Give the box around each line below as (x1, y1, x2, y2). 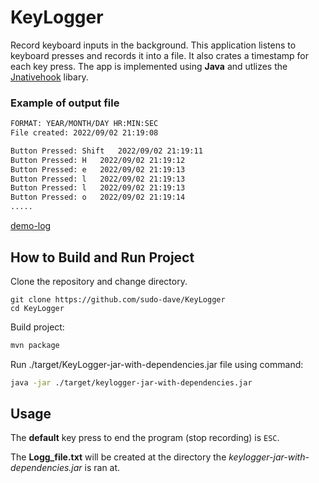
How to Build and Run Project (10, 249, 195, 266)
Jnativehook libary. (10, 71, 89, 83)
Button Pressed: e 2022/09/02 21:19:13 (10, 164, 186, 175)
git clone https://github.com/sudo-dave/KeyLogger (10, 294, 226, 305)
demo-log (10, 220, 52, 232)
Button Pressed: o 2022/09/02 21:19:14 (10, 192, 186, 203)
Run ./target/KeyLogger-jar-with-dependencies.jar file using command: (10, 358, 304, 370)
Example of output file (10, 96, 120, 110)
